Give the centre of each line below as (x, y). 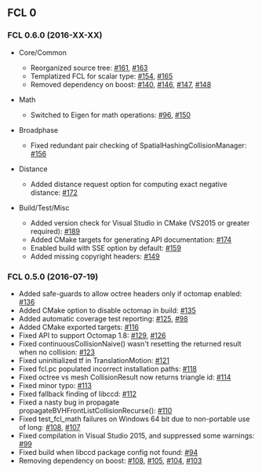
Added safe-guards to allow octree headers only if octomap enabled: (130, 293)
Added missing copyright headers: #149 (95, 256)
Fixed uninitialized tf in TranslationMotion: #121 (94, 360)
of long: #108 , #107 (49, 427)
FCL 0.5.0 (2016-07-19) (53, 277)
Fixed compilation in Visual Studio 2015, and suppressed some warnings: (136, 435)
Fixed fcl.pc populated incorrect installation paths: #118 (108, 368)
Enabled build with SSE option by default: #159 (106, 247)
